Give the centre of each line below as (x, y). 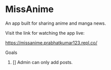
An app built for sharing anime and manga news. (56, 23)
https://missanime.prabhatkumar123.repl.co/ (51, 43)
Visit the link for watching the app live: (45, 33)
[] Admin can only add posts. (43, 62)
